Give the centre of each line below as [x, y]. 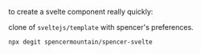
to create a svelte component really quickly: [81, 12]
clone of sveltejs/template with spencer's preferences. [101, 27]
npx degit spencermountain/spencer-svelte [80, 42]
